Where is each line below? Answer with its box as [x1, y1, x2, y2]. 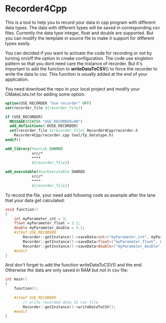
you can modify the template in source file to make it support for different [5, 35, 155, 41]
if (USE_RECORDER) [5, 114, 43, 119]
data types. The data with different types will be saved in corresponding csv [5, 24, 160, 30]
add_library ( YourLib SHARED [5, 146, 63, 151]
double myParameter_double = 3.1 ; [14, 225, 85, 230]
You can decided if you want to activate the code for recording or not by [5, 50, 152, 56]
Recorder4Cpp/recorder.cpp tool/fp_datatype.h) [14, 133, 114, 138]
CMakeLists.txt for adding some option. [5, 91, 85, 97]
